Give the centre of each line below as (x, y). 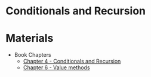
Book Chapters (33, 55)
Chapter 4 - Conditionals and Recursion (72, 61)
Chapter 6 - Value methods (56, 67)
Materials (30, 38)
